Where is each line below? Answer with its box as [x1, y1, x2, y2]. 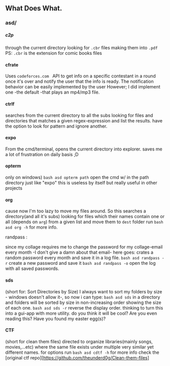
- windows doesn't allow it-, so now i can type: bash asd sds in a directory [5, 294, 160, 300]
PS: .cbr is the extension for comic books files [5, 50, 103, 56]
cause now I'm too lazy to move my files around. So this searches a [5, 208, 146, 214]
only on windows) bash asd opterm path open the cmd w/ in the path [5, 174, 149, 180]
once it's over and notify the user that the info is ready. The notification [5, 78, 154, 84]
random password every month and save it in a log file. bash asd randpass [5, 255, 160, 261]
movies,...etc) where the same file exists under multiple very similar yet [5, 344, 154, 350]
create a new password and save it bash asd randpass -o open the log [9, 260, 156, 266]
